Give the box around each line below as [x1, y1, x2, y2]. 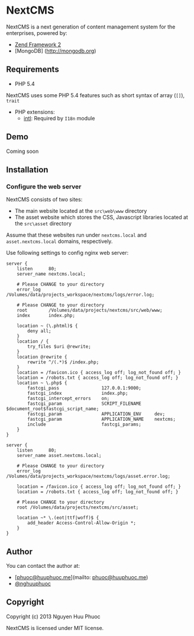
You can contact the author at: [6, 563, 80, 570]
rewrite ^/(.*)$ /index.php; [27, 359, 99, 365]
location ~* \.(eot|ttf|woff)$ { [17, 515, 99, 521]
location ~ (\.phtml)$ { [17, 323, 78, 329]
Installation [6, 164, 48, 175]
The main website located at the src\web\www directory [14, 207, 147, 215]
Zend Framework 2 [14, 41, 61, 48]
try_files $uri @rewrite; [27, 344, 92, 350]
